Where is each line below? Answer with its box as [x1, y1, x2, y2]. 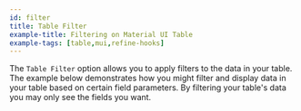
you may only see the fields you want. [9, 92, 152, 103]
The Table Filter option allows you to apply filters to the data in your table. [9, 63, 293, 74]
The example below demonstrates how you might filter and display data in [9, 73, 286, 84]
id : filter [9, 13, 51, 23]
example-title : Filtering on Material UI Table [9, 30, 194, 39]
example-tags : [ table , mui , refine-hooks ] [9, 38, 166, 48]
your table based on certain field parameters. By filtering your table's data [9, 82, 286, 93]
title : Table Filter [9, 22, 88, 31]
